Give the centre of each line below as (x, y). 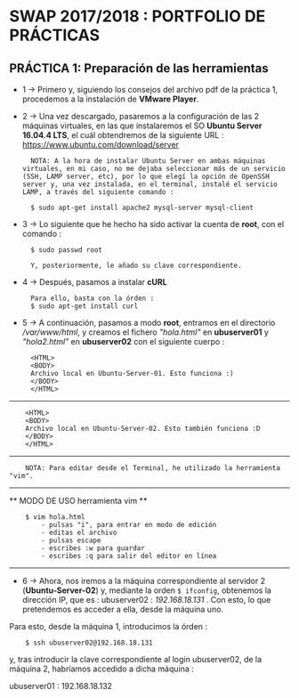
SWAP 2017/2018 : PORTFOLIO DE (137, 16)
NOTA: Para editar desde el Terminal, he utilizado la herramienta (153, 468)
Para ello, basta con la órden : (93, 298)
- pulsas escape (71, 540)
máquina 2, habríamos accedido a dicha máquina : (101, 669)
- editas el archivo (79, 532)
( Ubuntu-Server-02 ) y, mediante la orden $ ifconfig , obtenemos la (146, 590)
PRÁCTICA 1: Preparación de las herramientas (139, 68)
